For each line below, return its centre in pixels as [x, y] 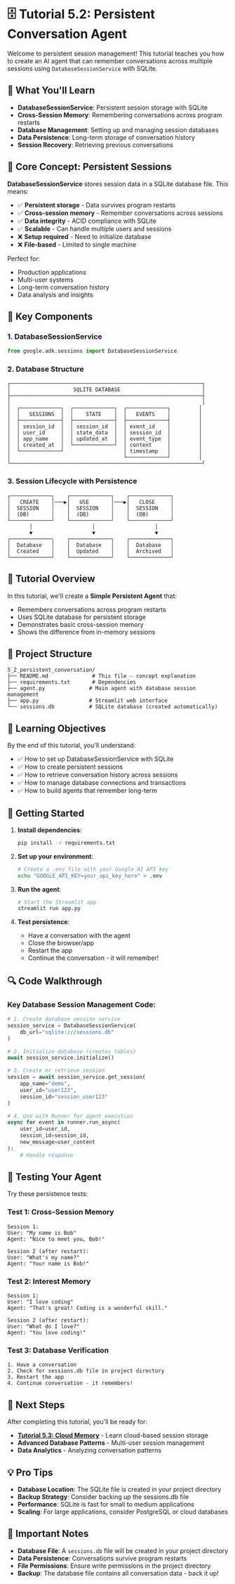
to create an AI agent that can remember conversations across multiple [110, 60]
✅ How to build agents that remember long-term [87, 791]
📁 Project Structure [50, 654]
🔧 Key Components [50, 317]
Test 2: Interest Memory [49, 1281]
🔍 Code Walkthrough [55, 981]
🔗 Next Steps [36, 1404]
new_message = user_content [58, 1142]
